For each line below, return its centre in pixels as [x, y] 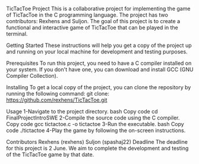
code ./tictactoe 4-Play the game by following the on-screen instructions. [96, 130]
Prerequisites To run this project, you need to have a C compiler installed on [99, 63]
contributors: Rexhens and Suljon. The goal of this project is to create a [93, 21]
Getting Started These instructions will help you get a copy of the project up [99, 45]
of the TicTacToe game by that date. [50, 154]
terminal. [17, 34]
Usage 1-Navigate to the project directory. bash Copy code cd [82, 111]
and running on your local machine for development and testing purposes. [97, 52]
